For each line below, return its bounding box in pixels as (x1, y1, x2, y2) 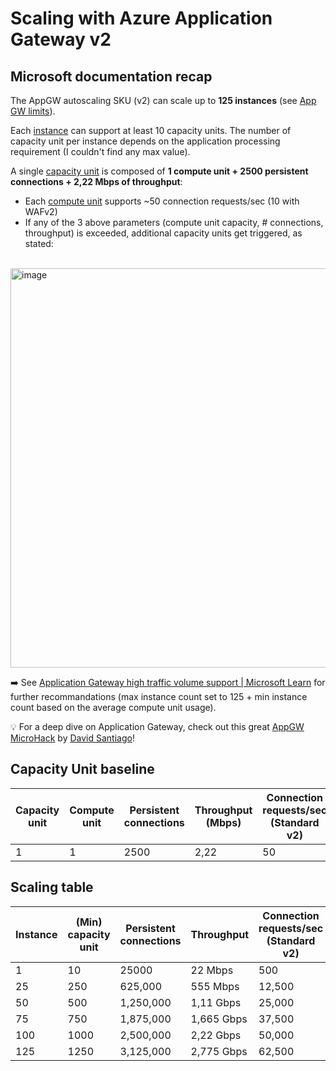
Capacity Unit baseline (10, 761, 155, 778)
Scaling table (10, 879, 94, 896)
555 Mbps (190, 979, 240, 993)
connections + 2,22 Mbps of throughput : (10, 176, 183, 187)
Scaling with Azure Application (10, 7, 273, 30)
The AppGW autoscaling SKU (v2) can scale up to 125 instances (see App (10, 95, 317, 106)
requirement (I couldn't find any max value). (10, 146, 191, 157)
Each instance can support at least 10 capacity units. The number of (10, 125, 292, 136)
